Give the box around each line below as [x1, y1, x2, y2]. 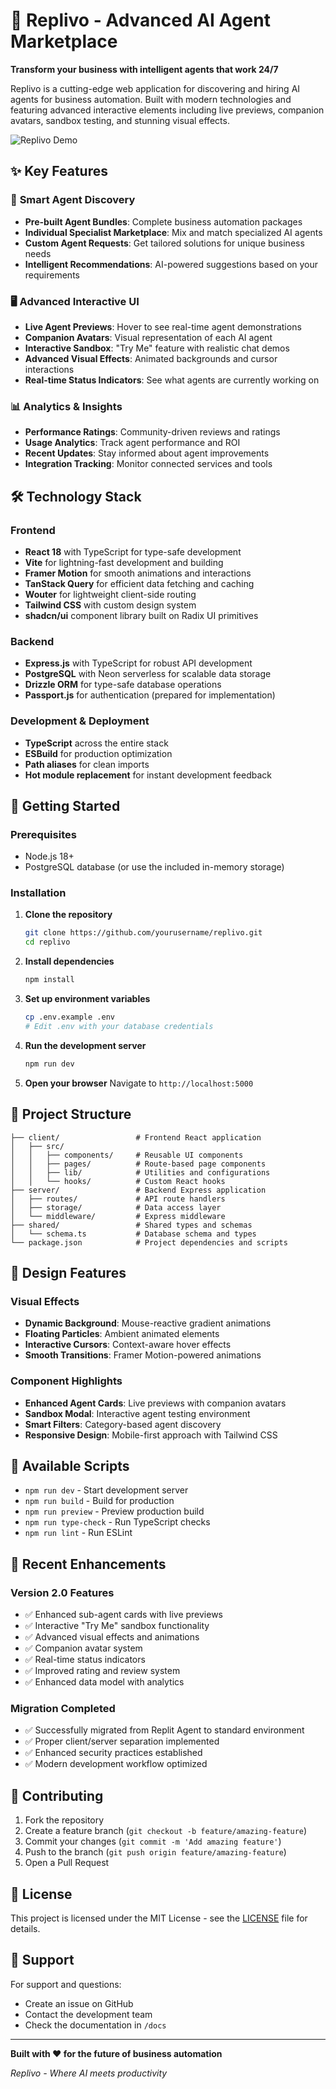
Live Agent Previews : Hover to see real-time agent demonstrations [24, 320, 302, 333]
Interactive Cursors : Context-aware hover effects [24, 1339, 232, 1351]
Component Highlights [10, 1374, 123, 1388]
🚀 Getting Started [10, 797, 121, 814]
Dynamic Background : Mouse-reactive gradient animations [24, 1317, 272, 1329]
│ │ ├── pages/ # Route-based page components [10, 1159, 267, 1169]
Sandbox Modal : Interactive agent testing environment [24, 1407, 251, 1419]
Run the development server [24, 1039, 147, 1051]
